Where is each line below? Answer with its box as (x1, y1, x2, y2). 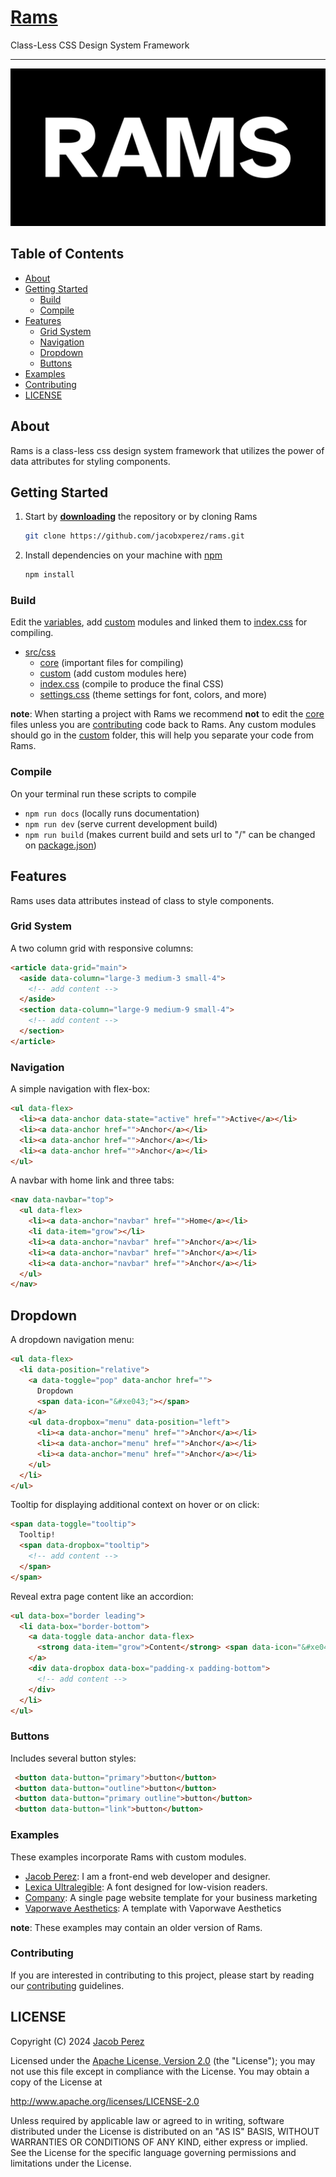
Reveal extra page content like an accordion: (10, 1590, 194, 1602)
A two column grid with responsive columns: (10, 942, 194, 954)
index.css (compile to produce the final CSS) (39, 678, 225, 690)
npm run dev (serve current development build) (24, 817, 218, 830)
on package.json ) (24, 839, 97, 851)
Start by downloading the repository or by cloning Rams (24, 511, 258, 523)
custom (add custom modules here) (39, 667, 188, 680)
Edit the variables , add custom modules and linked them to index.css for (10, 616, 308, 628)
